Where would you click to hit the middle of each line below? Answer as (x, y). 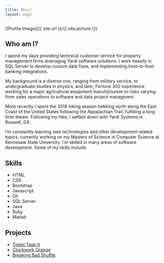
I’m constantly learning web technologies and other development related (79, 132)
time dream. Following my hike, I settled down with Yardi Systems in (74, 117)
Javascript (23, 191)
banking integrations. (27, 72)
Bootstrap (22, 185)
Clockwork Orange (31, 250)
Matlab (19, 217)
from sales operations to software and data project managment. (70, 97)
